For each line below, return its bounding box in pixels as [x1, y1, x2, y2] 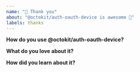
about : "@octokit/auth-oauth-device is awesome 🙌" [6, 14, 135, 20]
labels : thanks [6, 20, 44, 26]
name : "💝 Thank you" [6, 8, 58, 15]
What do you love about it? [6, 48, 74, 55]
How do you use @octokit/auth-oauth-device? [6, 36, 124, 43]
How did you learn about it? [6, 59, 76, 66]
